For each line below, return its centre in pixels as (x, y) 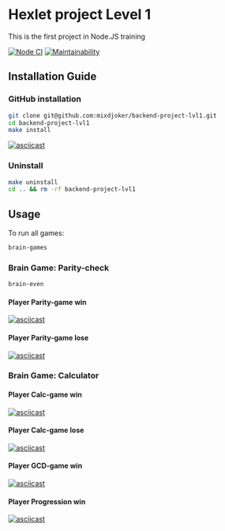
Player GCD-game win (45, 466)
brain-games (28, 248)
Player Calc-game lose (46, 430)
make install (30, 130)
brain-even (26, 284)
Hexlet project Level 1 (80, 15)
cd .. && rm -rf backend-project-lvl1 (72, 190)
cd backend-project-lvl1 (49, 123)
